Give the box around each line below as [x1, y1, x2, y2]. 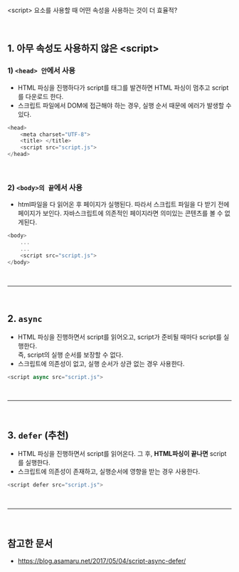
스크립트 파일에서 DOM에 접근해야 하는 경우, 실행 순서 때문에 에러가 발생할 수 [17, 101, 232, 110]
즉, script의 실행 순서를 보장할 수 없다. [17, 350, 124, 359]
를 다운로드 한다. [17, 92, 64, 100]
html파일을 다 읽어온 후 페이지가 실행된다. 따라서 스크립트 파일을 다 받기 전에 [17, 200, 230, 209]
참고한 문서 [7, 537, 53, 549]
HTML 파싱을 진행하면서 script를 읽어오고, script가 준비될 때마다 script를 [17, 333, 222, 341]
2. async [7, 313, 43, 325]
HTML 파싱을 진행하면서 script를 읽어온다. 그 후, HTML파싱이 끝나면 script [17, 449, 227, 458]
